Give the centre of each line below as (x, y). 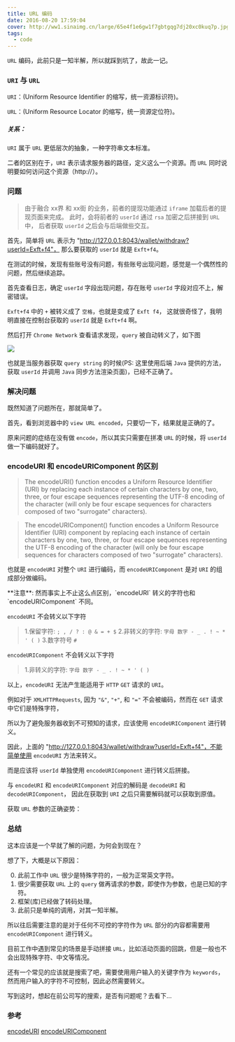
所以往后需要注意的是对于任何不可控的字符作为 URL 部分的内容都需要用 (109, 925)
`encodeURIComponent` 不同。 (52, 601)
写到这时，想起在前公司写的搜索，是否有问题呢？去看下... (90, 995)
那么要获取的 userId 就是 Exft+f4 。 (112, 249)
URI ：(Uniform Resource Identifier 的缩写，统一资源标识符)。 (95, 97)
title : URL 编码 (30, 14)
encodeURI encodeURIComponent (57, 1031)
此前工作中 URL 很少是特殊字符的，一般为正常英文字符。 (98, 875)
